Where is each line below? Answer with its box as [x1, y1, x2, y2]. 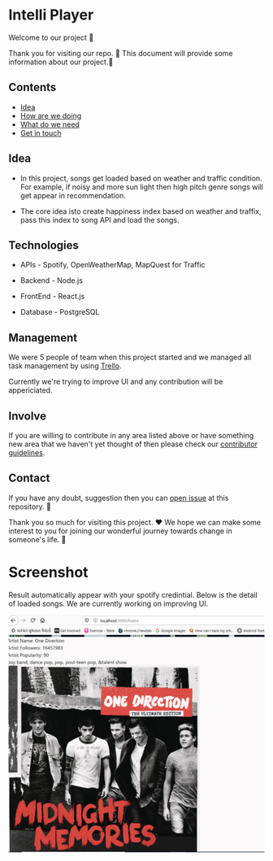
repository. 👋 [8, 502, 51, 511]
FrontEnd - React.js [19, 291, 85, 302]
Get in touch [19, 128, 62, 137]
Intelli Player [8, 6, 94, 24]
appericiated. [8, 385, 53, 395]
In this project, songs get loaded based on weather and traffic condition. [19, 173, 262, 183]
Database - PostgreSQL [19, 307, 100, 317]
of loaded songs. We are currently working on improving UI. [8, 598, 209, 608]
